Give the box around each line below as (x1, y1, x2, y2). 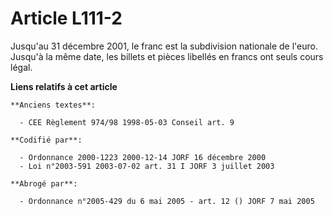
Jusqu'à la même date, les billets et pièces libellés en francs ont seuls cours (10, 50, 324, 62)
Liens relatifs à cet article (10, 80, 118, 92)
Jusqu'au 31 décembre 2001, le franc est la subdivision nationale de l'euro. (10, 40, 318, 52)
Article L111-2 (10, 7, 123, 30)
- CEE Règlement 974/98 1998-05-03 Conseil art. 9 (19, 117, 235, 127)
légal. (10, 61, 33, 73)
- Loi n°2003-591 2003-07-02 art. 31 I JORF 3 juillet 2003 (19, 161, 275, 171)
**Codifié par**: (10, 135, 83, 145)
